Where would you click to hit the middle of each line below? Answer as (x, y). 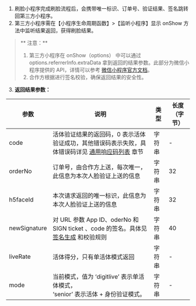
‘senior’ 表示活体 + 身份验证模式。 (99, 294)
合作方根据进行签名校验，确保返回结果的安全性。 (88, 77)
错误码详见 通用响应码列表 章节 (101, 152)
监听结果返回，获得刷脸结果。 (61, 30)
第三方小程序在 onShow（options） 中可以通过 (85, 55)
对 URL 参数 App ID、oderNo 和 (95, 220)
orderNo (20, 171)
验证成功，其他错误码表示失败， (96, 143)
